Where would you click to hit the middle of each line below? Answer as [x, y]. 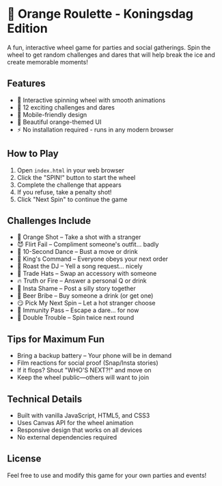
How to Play [33, 154]
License [24, 459]
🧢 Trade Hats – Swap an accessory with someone [87, 274]
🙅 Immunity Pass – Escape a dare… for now [78, 310]
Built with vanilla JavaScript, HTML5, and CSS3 [83, 415]
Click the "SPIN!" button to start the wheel [76, 177]
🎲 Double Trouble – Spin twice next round [75, 318]
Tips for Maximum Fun [56, 339]
